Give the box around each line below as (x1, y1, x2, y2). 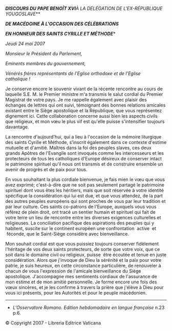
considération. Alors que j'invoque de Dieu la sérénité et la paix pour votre (5, 257, 162, 263)
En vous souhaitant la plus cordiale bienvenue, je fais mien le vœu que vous (5, 176, 165, 182)
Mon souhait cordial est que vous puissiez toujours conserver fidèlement (5, 241, 159, 246)
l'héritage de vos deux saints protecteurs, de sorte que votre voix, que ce (5, 246, 160, 252)
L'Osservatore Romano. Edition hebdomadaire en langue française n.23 (12, 304, 165, 311)
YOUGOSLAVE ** (5, 11, 40, 17)
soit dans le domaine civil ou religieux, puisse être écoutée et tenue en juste (5, 252, 167, 258)
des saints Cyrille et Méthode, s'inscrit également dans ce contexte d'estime (5, 139, 167, 145)
